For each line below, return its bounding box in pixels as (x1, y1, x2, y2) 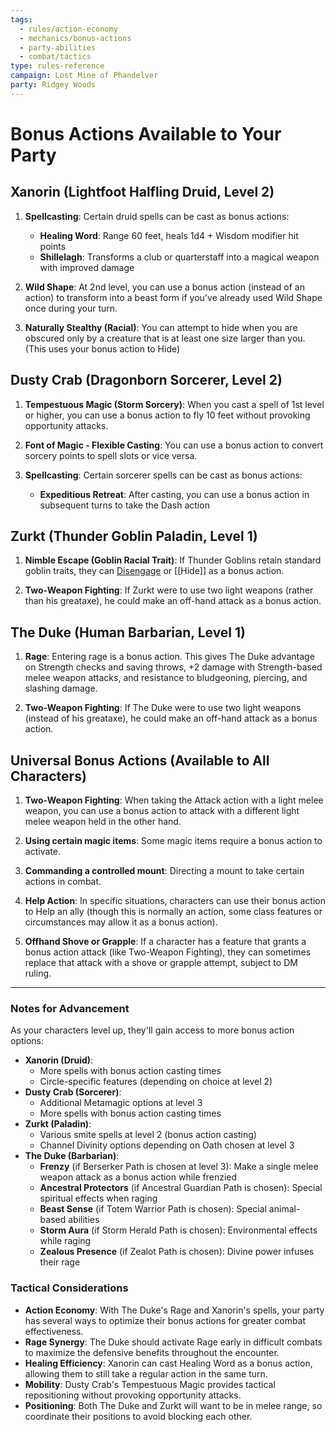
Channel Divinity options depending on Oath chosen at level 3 (39, 1139, 295, 1151)
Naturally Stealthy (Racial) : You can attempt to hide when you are (24, 321, 298, 333)
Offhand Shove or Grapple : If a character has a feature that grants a (24, 936, 307, 947)
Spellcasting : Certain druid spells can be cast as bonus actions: (24, 210, 290, 222)
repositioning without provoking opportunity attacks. (24, 1389, 242, 1401)
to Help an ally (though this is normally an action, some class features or (24, 906, 323, 917)
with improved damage (39, 261, 135, 273)
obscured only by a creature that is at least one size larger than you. (24, 332, 306, 344)
